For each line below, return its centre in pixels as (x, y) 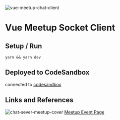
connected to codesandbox (33, 84)
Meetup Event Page (84, 112)
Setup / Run (24, 46)
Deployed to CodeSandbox (47, 73)
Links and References (39, 100)
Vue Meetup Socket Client (60, 28)
